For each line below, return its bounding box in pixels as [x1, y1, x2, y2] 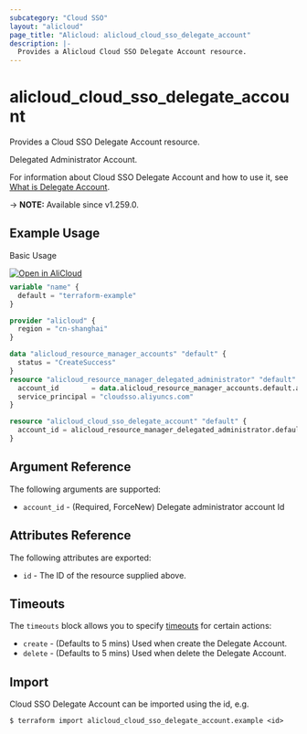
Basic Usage [9, 250, 58, 261]
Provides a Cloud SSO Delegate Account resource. [9, 136, 201, 147]
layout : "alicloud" [9, 22, 84, 31]
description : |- [9, 38, 71, 48]
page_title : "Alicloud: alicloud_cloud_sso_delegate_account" [9, 30, 251, 39]
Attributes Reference [9, 527, 132, 544]
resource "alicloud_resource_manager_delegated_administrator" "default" [9, 375, 297, 384]
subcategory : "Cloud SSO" [9, 13, 108, 23]
